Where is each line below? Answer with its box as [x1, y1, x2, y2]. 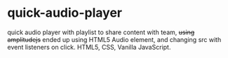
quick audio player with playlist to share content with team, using [7, 28, 195, 36]
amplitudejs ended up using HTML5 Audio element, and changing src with [7, 35, 222, 43]
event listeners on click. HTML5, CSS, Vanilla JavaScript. [7, 43, 171, 51]
